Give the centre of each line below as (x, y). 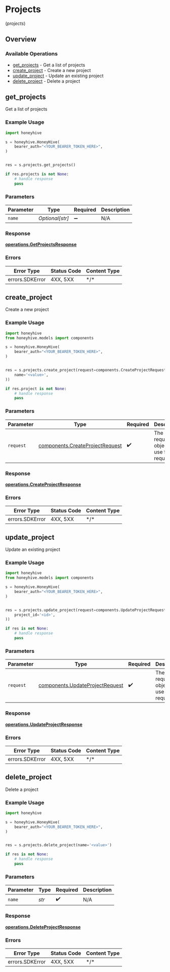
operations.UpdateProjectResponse (44, 724)
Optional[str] (54, 218)
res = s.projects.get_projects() (40, 165)
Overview (21, 39)
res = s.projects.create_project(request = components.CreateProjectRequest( (87, 370)
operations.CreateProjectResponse (43, 484)
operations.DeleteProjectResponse (43, 927)
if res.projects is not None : (37, 174)
